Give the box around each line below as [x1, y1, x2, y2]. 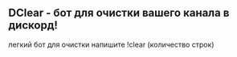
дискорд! [8, 19, 59, 32]
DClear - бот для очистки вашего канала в [8, 6, 230, 20]
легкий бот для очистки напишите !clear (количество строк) [8, 40, 215, 49]
